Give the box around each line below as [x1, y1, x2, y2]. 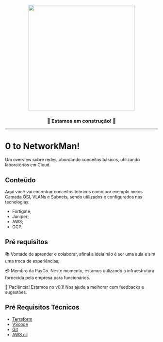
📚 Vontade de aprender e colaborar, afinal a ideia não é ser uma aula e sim [5, 251, 156, 257]
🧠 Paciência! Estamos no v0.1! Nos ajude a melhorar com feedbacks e [5, 284, 144, 290]
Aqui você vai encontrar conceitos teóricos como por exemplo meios [5, 189, 143, 195]
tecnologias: [5, 199, 30, 205]
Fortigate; [12, 208, 32, 215]
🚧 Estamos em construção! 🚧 [47, 117, 116, 124]
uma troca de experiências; [5, 258, 60, 264]
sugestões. [5, 289, 28, 295]
